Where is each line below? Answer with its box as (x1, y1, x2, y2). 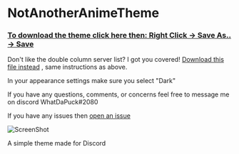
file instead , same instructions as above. (7, 62, 128, 72)
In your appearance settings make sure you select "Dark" (7, 77, 176, 85)
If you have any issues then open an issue (7, 111, 131, 120)
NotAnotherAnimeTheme (7, 5, 160, 21)
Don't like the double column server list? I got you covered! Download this (7, 55, 225, 64)
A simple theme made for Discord (7, 139, 106, 148)
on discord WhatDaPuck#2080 (7, 98, 98, 106)
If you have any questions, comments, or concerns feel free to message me (7, 90, 230, 99)
